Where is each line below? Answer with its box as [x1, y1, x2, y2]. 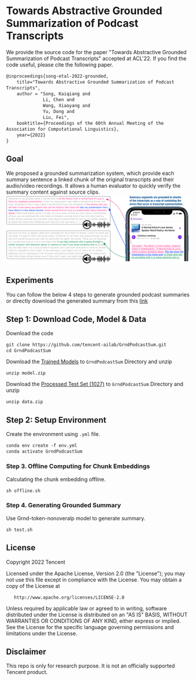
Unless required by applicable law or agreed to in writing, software [6, 604, 167, 612]
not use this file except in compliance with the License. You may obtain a [6, 576, 182, 583]
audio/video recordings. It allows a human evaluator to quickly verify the [6, 182, 181, 189]
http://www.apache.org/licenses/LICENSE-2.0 [13, 594, 125, 600]
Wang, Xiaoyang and [43, 102, 91, 108]
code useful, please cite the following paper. [6, 61, 113, 68]
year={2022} [16, 132, 46, 138]
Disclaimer [6, 647, 46, 657]
